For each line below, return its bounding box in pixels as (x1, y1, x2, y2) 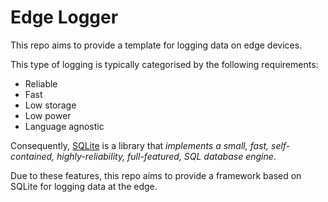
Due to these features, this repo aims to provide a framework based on (10, 169, 302, 181)
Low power (24, 109, 72, 121)
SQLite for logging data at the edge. (10, 180, 158, 192)
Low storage (24, 99, 77, 111)
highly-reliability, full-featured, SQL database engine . (56, 150, 277, 162)
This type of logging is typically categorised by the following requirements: (10, 58, 319, 70)
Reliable (24, 77, 58, 90)
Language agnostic (24, 120, 105, 132)
